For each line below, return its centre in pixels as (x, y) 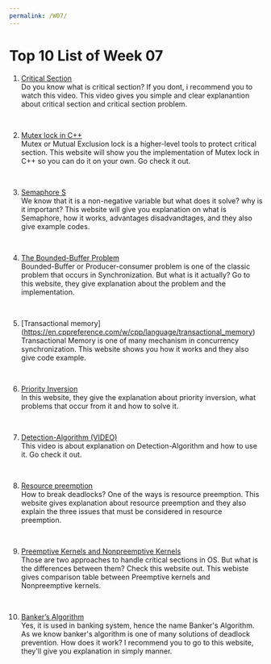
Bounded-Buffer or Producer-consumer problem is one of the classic (135, 266)
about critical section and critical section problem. (104, 104)
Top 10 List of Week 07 (86, 55)
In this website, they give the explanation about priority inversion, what (138, 397)
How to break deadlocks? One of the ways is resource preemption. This (140, 494)
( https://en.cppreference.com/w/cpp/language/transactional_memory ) (138, 332)
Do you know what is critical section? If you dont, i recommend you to (137, 86)
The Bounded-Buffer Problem (70, 257)
